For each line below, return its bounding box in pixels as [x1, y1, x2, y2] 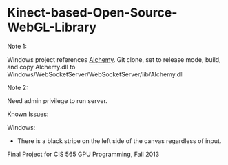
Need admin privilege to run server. [7, 96, 108, 104]
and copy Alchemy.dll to [7, 63, 76, 71]
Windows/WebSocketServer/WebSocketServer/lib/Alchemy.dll [7, 70, 184, 78]
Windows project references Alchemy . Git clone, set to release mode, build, [7, 55, 222, 63]
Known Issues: [7, 110, 49, 118]
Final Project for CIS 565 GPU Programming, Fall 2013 [7, 150, 160, 158]
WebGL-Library [7, 19, 97, 35]
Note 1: [7, 42, 28, 50]
